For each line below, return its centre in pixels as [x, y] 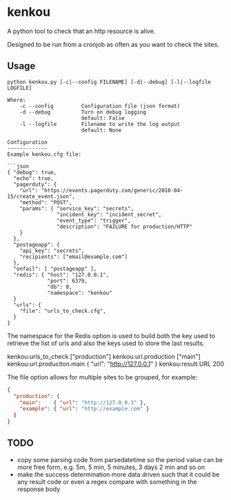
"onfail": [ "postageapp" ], [55, 269]
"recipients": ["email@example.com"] [74, 257]
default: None [101, 130]
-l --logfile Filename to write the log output [100, 124]
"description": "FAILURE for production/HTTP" [124, 227]
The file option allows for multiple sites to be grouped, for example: [102, 377]
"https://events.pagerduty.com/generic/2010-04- [112, 190]
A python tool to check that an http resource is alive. [81, 31]
